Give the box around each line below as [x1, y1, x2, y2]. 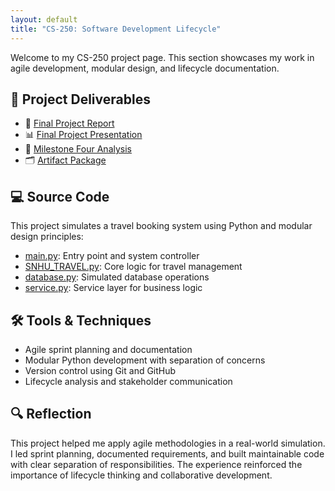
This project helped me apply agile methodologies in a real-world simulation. [10, 437, 326, 449]
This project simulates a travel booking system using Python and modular [10, 220, 313, 232]
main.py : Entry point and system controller [24, 250, 200, 262]
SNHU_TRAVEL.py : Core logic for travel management [24, 261, 243, 273]
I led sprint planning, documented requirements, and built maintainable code [10, 447, 325, 460]
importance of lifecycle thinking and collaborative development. [10, 469, 273, 481]
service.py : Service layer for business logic [24, 282, 203, 294]
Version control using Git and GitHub [24, 364, 177, 376]
